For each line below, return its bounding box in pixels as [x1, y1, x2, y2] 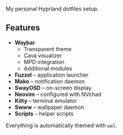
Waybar [14, 39, 35, 46]
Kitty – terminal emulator [14, 97, 77, 104]
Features [5, 22, 40, 33]
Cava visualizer [23, 52, 62, 59]
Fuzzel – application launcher [14, 71, 89, 78]
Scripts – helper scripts [14, 109, 74, 117]
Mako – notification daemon [14, 77, 85, 85]
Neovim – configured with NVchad [14, 91, 102, 98]
